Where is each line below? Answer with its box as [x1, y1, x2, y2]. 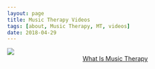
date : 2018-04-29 [7, 29, 57, 36]
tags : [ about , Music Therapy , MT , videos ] [7, 23, 130, 29]
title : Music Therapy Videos [7, 16, 91, 23]
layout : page [7, 10, 45, 17]
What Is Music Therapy [82, 55, 148, 63]
